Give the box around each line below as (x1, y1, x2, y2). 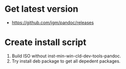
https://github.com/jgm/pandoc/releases (11, 20, 94, 25)
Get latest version (4, 3, 78, 15)
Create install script (4, 37, 87, 48)
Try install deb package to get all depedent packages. (11, 58, 121, 64)
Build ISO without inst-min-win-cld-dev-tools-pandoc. (11, 53, 121, 59)
